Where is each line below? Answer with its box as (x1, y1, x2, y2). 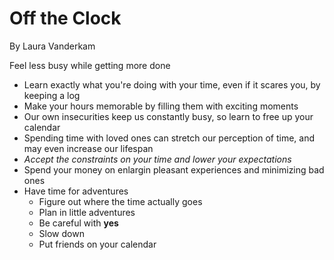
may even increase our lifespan (23, 142, 154, 154)
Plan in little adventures (38, 206, 136, 218)
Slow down (38, 227, 85, 239)
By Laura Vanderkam (9, 40, 96, 52)
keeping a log (23, 89, 81, 101)
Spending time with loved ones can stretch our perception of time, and (23, 132, 316, 144)
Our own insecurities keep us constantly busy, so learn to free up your (23, 110, 314, 122)
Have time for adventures (23, 185, 129, 197)
